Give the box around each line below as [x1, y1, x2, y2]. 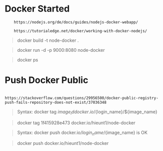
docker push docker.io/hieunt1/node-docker [17, 140, 109, 146]
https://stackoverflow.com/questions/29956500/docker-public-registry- [5, 95, 158, 101]
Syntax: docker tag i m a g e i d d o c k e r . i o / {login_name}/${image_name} [17, 109, 157, 116]
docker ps [17, 56, 38, 63]
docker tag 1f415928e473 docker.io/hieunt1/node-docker [17, 119, 136, 126]
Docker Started [5, 3, 70, 15]
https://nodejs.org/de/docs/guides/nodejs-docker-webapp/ [14, 20, 138, 25]
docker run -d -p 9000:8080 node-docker [17, 47, 105, 53]
